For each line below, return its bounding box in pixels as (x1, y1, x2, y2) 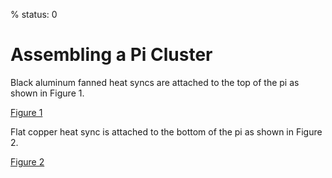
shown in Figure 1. (10, 87, 85, 99)
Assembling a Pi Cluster (10, 44, 213, 66)
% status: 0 (10, 9, 58, 20)
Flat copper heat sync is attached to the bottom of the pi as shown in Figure (10, 125, 323, 138)
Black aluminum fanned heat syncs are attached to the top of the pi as (10, 76, 300, 88)
